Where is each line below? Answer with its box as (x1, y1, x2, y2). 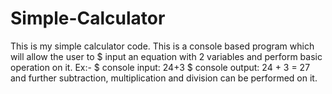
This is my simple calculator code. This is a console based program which (10, 40, 315, 52)
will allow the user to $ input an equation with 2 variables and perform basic (10, 50, 323, 62)
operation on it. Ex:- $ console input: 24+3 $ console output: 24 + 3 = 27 (10, 61, 311, 73)
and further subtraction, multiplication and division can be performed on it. (10, 72, 318, 84)
